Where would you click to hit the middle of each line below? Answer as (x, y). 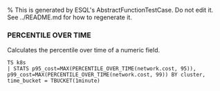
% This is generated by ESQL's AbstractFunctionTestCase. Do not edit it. (110, 10)
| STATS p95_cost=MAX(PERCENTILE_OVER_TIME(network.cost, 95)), (102, 69)
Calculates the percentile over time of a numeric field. (84, 50)
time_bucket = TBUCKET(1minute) (54, 81)
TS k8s (17, 63)
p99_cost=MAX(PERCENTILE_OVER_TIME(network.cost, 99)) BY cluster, (107, 75)
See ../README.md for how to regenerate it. (70, 17)
